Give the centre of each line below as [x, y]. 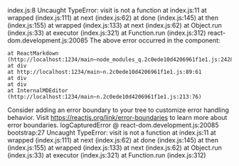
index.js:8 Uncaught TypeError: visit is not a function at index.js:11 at [107, 10]
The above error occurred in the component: [155, 40]
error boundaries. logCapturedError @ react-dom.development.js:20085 [113, 125]
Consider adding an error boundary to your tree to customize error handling [118, 110]
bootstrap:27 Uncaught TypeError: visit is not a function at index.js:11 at [112, 133]
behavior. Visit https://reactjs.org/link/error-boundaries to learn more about [117, 117]
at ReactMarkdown [33, 53]
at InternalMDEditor [38, 91]
